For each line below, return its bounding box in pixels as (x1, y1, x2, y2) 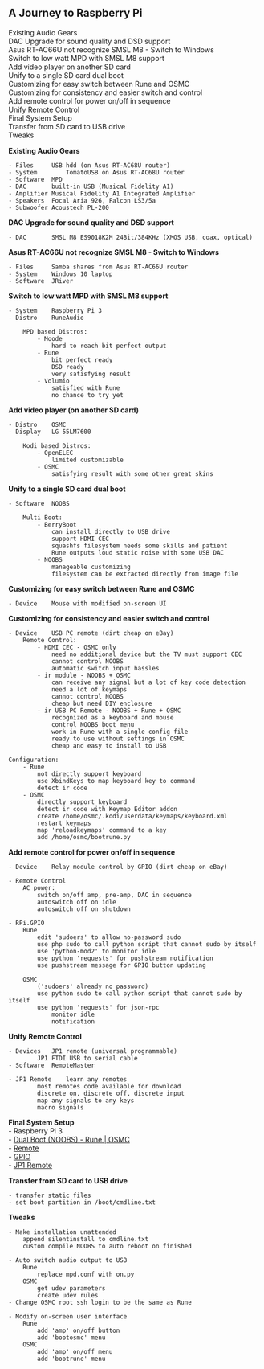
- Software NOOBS (8, 499, 70, 507)
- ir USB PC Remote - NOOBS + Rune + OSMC (37, 707, 181, 715)
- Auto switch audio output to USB (8, 1256, 128, 1264)
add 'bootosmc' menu (37, 1334, 106, 1342)
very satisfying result (51, 370, 131, 378)
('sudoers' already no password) (37, 982, 149, 990)
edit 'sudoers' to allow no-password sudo (37, 932, 181, 941)
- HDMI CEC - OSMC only (37, 643, 116, 651)
